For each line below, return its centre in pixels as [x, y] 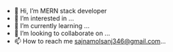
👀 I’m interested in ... [44, 18]
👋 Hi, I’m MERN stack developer [61, 11]
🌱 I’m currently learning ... [52, 26]
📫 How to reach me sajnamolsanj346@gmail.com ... [90, 41]
